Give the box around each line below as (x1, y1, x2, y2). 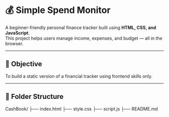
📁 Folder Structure (5, 92, 64, 101)
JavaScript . (5, 30, 30, 36)
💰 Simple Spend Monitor (5, 5, 111, 16)
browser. (5, 40, 24, 46)
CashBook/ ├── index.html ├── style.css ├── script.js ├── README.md (5, 105, 158, 111)
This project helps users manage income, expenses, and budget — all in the (5, 35, 162, 41)
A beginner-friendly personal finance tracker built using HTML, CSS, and (5, 24, 156, 31)
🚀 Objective (5, 60, 42, 68)
